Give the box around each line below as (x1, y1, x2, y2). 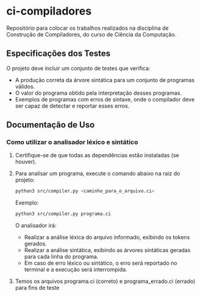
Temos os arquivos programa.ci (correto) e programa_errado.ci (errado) (15, 278, 196, 285)
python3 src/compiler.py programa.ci (15, 211, 111, 217)
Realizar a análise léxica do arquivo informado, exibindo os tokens (24, 234, 190, 241)
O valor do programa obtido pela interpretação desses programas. (15, 89, 182, 97)
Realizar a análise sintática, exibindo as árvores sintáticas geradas (24, 247, 191, 254)
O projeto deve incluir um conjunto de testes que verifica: (6, 64, 150, 72)
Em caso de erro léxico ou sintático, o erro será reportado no (24, 259, 178, 267)
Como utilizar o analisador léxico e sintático (6, 138, 138, 146)
